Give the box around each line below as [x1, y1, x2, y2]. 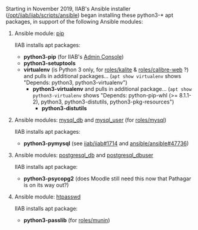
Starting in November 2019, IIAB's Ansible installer [5, 5, 131, 12]
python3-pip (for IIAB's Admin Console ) [23, 53, 124, 60]
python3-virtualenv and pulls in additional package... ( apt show [32, 85, 192, 93]
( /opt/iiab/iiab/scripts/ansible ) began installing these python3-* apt [5, 11, 174, 19]
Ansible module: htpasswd [14, 193, 81, 200]
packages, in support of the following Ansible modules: [5, 18, 144, 25]
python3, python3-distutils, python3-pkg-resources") [41, 98, 174, 105]
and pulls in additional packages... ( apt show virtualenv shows [23, 73, 182, 79]
